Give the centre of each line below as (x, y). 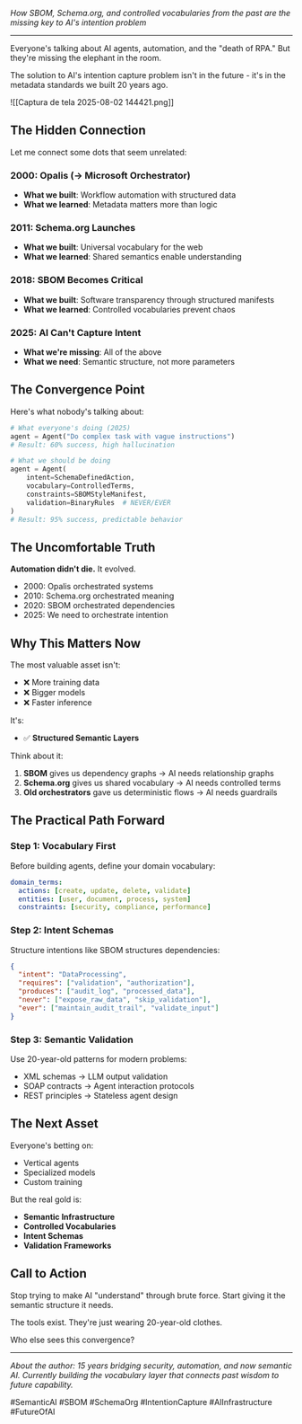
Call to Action (49, 1274)
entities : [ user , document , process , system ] (105, 899)
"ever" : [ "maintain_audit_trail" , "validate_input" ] (119, 1008)
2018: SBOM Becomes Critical (77, 280)
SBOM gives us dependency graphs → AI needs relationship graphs (148, 774)
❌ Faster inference (57, 703)
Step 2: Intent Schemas (62, 931)
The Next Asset (54, 1123)
